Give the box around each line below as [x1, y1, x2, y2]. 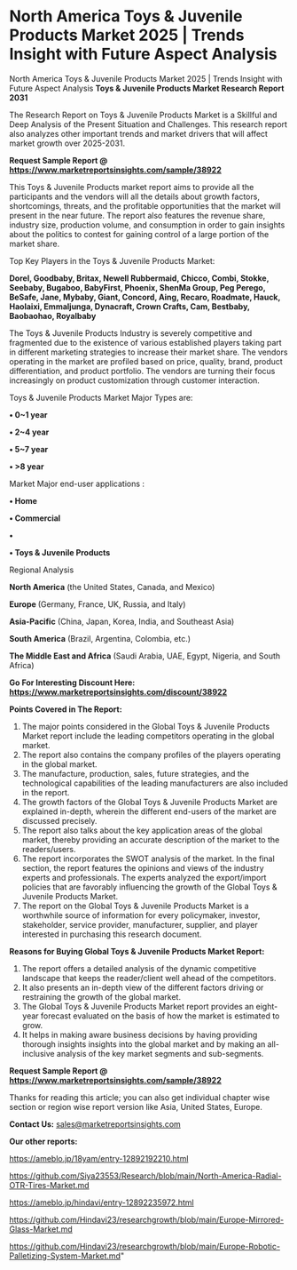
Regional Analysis [9, 564, 74, 575]
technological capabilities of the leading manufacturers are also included [21, 778, 288, 788]
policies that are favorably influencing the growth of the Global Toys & [21, 882, 277, 892]
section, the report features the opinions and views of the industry [21, 862, 264, 873]
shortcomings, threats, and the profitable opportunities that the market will [9, 200, 281, 211]
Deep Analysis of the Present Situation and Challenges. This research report [9, 118, 288, 130]
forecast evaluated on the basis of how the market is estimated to [40, 1010, 280, 1021]
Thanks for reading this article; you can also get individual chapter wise [9, 1091, 270, 1103]
